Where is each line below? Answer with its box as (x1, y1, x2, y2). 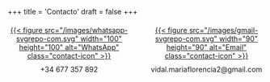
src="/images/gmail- (188, 26, 259, 35)
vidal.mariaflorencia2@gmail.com (150, 64, 263, 74)
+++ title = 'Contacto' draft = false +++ (7, 7, 138, 16)
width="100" (79, 34, 123, 43)
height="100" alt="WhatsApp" (19, 43, 120, 51)
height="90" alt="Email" (166, 43, 247, 51)
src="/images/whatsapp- (44, 26, 129, 35)
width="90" (218, 34, 259, 43)
